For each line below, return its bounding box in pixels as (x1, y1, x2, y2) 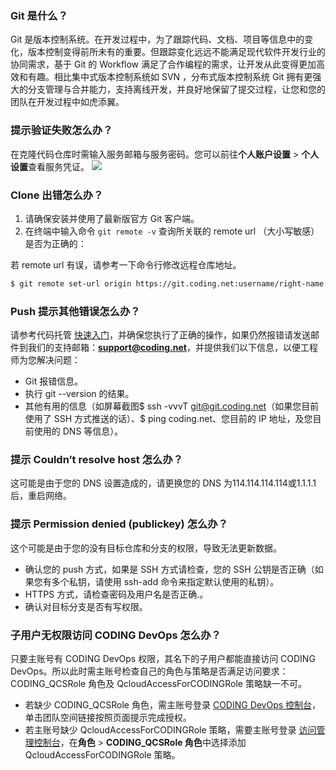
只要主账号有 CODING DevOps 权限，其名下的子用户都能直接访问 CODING (10, 652, 316, 664)
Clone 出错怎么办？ (10, 188, 104, 202)
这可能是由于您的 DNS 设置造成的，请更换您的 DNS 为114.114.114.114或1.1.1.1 (10, 477, 317, 489)
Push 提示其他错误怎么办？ (10, 304, 141, 318)
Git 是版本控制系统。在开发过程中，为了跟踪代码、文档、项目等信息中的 (10, 33, 305, 46)
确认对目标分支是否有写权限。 (24, 600, 148, 612)
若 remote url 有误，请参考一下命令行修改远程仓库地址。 (10, 258, 242, 271)
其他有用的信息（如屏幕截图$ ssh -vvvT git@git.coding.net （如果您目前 (24, 400, 320, 412)
